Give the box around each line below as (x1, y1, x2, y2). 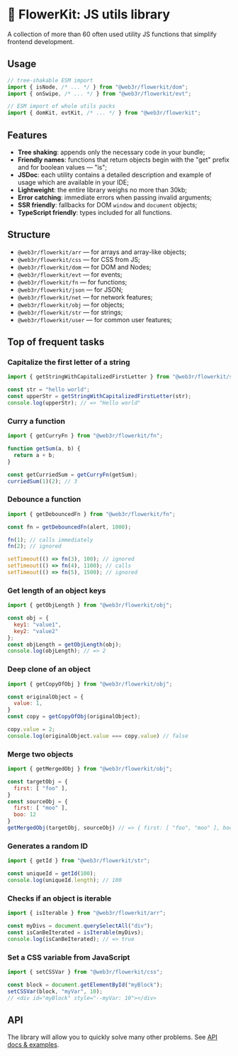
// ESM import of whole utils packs (7, 103, 115, 110)
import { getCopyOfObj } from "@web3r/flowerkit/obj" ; (7, 681, 173, 688)
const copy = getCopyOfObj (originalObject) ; (7, 713, 141, 720)
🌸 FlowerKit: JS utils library (7, 6, 171, 23)
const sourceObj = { (7, 798, 69, 805)
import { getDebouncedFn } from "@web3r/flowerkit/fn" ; (7, 510, 176, 517)
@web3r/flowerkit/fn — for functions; (17, 277, 127, 286)
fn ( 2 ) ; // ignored (7, 543, 62, 550)
